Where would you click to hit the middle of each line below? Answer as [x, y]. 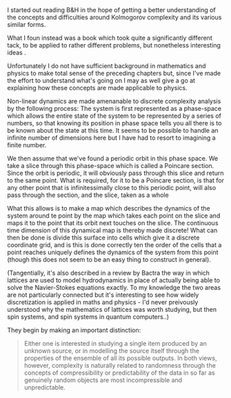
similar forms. [27, 24]
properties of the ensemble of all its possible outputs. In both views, [120, 358]
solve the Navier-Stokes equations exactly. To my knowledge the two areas [114, 287]
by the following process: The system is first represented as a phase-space [114, 108]
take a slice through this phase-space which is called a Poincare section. [111, 166]
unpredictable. [44, 387]
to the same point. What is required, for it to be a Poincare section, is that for [116, 180]
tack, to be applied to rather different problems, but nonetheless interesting [114, 45]
